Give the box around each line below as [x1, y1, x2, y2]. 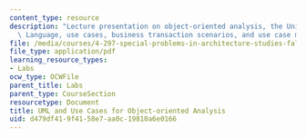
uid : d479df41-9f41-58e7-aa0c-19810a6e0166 [9, 114, 178, 123]
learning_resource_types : [9, 55, 107, 64]
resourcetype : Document [9, 97, 100, 107]
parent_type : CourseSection [9, 89, 117, 98]
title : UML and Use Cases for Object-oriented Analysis [9, 106, 226, 115]
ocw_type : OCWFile [9, 73, 79, 82]
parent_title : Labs [9, 81, 84, 90]
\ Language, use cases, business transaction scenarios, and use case [17, 30, 291, 39]
